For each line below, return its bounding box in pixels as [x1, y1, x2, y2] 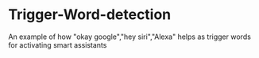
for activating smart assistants [8, 40, 107, 49]
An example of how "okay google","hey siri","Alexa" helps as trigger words [8, 32, 252, 41]
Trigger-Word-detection [8, 6, 172, 24]
